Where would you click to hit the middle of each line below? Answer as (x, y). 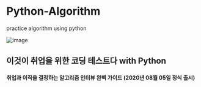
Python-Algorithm (53, 11)
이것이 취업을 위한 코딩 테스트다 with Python (86, 61)
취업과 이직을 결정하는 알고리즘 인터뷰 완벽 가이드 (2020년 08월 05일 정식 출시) (101, 77)
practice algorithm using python (46, 28)
